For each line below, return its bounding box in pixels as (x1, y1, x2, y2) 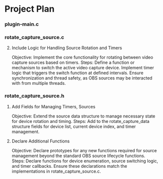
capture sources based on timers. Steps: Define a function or (11, 60, 135, 65)
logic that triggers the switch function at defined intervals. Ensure (11, 70, 143, 76)
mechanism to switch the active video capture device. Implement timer (11, 65, 154, 71)
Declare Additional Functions (11, 138, 70, 144)
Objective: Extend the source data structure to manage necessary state (11, 113, 156, 119)
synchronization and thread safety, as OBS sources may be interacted (11, 75, 152, 81)
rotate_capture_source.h (4, 93, 64, 99)
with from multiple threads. (11, 80, 66, 86)
